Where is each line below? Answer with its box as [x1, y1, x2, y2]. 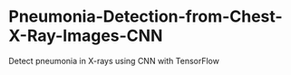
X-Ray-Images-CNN [8, 25, 163, 46]
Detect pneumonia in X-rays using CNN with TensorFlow [8, 55, 219, 66]
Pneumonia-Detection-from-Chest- [8, 6, 283, 27]
